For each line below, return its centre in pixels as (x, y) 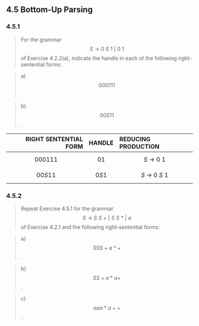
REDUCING (135, 139)
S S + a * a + (107, 277)
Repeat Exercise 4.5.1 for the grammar (67, 208)
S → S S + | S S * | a (107, 218)
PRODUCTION (139, 146)
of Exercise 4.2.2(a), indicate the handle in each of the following (99, 58)
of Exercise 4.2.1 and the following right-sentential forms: (90, 227)
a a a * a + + (107, 308)
